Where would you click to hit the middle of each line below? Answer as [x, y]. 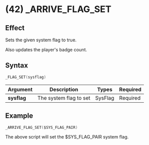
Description [64, 89]
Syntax [17, 66]
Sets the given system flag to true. [41, 40]
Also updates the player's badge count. [46, 50]
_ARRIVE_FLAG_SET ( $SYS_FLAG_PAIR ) [42, 127]
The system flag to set [64, 98]
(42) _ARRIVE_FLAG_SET [58, 9]
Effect [15, 28]
